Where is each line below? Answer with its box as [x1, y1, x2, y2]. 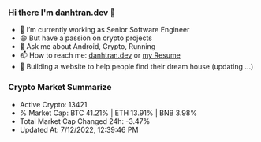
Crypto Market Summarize [8, 82, 112, 93]
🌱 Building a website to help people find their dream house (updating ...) [19, 62, 254, 72]
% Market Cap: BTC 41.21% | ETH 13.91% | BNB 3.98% [19, 108, 197, 118]
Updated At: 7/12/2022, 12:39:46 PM [19, 125, 139, 134]
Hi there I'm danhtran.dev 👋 [8, 7, 116, 18]
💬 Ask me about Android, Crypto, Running [19, 42, 156, 51]
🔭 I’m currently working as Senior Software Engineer [19, 25, 190, 35]
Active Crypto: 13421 [19, 99, 88, 109]
